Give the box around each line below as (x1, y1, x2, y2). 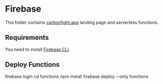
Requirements (5, 34, 49, 42)
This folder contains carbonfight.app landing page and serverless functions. (5, 19, 159, 25)
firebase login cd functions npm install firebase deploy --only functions (5, 73, 149, 79)
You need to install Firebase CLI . (5, 46, 70, 52)
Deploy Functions (5, 61, 60, 69)
